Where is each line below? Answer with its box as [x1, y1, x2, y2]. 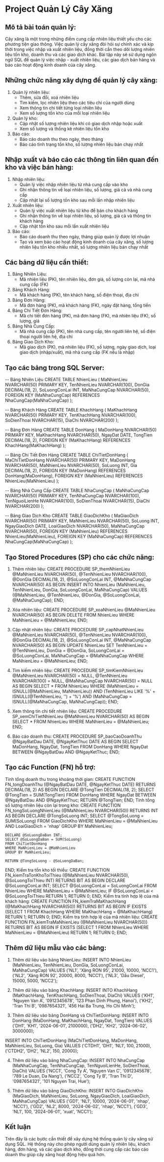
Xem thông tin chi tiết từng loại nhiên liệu [19, 104, 102, 111]
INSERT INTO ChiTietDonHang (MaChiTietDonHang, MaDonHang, [5, 1037, 138, 1043]
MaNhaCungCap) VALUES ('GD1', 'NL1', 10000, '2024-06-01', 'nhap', [12, 1098, 150, 1104]
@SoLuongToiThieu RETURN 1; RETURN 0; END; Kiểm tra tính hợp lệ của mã [5, 893, 159, 899]
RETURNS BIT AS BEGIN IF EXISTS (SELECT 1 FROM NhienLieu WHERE [5, 924, 149, 930]
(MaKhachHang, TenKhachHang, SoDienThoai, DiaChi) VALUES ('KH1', [12, 992, 155, 998]
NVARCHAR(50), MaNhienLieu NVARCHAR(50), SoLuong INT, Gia [5, 463, 138, 468]
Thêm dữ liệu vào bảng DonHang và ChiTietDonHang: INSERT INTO [12, 1012, 149, 1018]
